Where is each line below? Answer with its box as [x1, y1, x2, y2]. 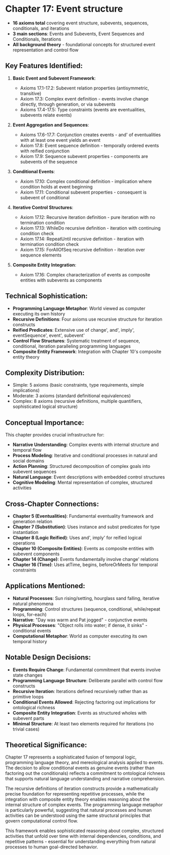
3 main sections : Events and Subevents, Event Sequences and [12, 30, 145, 37]
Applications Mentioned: [5, 582, 85, 590]
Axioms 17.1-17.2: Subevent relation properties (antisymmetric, [20, 85, 150, 91]
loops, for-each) [12, 611, 47, 617]
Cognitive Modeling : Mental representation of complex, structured [12, 480, 153, 486]
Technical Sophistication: [5, 292, 88, 300]
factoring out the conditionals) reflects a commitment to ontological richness [5, 770, 165, 776]
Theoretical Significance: [5, 741, 87, 749]
